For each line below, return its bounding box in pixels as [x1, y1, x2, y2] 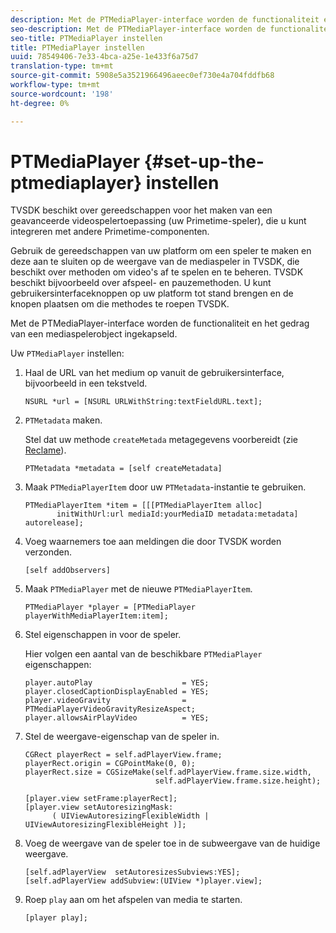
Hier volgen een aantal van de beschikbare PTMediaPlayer [24, 648, 263, 660]
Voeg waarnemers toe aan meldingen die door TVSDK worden [24, 536, 282, 548]
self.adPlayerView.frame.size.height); [154, 776, 322, 786]
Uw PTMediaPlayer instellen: [10, 347, 125, 360]
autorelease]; [24, 518, 84, 528]
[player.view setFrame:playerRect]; [24, 794, 178, 804]
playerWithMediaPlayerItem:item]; [24, 611, 169, 621]
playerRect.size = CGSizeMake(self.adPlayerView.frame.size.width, [24, 767, 312, 778]
